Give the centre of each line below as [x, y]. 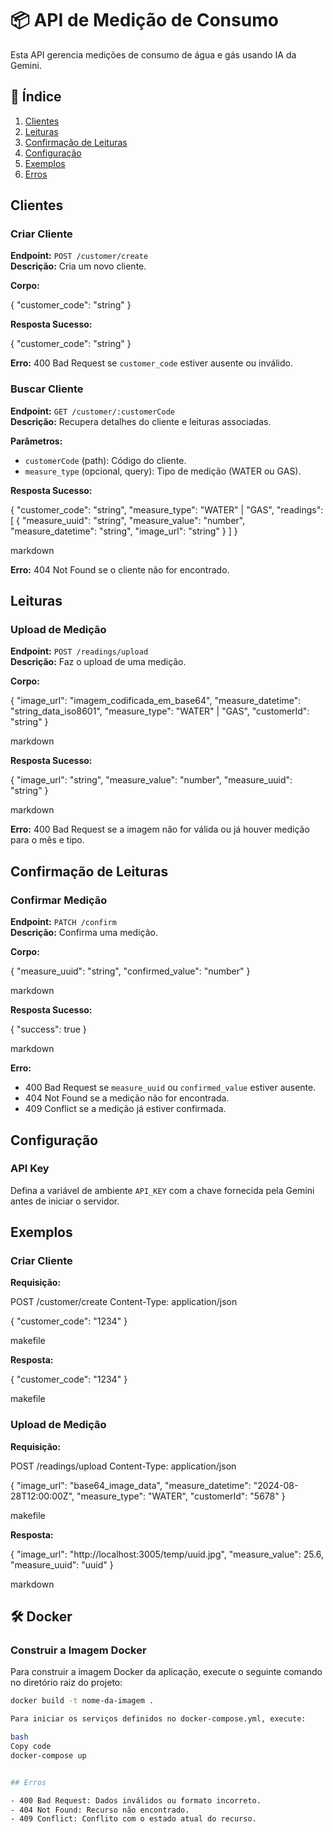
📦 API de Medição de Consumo [144, 20]
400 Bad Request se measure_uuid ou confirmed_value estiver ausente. [170, 1088]
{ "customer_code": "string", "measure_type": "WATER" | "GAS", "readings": [167, 509]
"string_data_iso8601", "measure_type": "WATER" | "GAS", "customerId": [160, 711]
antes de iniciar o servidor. [65, 1201]
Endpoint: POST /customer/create [79, 256]
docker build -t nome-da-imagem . [82, 1701]
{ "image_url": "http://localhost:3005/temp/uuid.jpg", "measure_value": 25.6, [167, 1554]
